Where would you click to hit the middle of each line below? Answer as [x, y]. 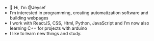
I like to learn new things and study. [46, 33]
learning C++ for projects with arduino [48, 28]
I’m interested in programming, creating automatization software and [79, 13]
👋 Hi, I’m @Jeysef [28, 8]
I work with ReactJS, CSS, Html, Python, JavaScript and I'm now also [79, 23]
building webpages [29, 18]
